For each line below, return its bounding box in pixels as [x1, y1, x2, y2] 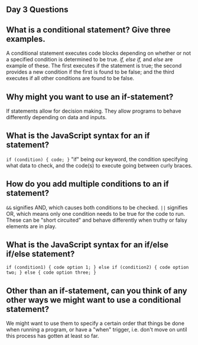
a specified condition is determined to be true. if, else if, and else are [6, 56, 173, 63]
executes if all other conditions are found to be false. [6, 75, 135, 82]
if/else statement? [6, 249, 75, 259]
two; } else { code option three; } [6, 270, 96, 276]
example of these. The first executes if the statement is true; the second [6, 62, 182, 70]
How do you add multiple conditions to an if [6, 179, 169, 189]
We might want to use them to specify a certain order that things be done [6, 320, 185, 327]
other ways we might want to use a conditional [6, 295, 181, 305]
